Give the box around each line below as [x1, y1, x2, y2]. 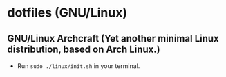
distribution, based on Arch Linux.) [7, 43, 160, 55]
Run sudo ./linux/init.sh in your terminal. [17, 62, 140, 70]
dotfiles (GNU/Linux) [7, 5, 128, 21]
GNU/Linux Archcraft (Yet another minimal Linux [7, 33, 219, 44]
